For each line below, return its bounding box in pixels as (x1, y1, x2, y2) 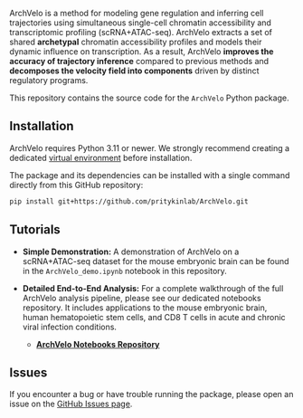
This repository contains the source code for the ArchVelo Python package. (9, 92, 289, 103)
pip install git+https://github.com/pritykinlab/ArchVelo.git (9, 196, 249, 206)
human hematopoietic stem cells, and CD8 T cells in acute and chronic (22, 311, 287, 322)
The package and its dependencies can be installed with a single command (9, 169, 290, 180)
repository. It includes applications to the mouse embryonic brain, (22, 302, 268, 313)
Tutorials (9, 222, 61, 238)
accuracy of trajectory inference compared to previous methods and (9, 56, 270, 66)
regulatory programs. (9, 75, 89, 85)
